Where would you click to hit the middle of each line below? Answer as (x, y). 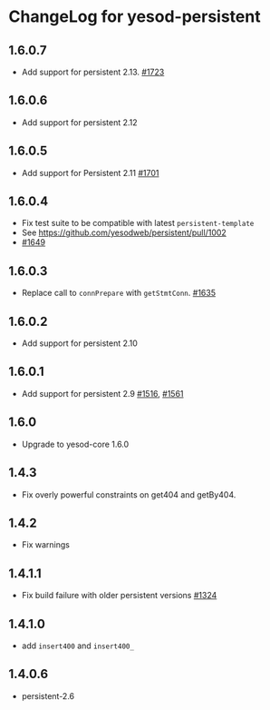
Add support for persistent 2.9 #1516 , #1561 (102, 393)
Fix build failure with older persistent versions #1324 (119, 596)
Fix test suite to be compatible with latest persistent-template (138, 223)
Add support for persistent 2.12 (79, 122)
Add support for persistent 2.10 (79, 343)
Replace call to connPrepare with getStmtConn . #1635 (119, 293)
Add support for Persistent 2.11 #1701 (90, 173)
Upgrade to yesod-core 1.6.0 (75, 444)
